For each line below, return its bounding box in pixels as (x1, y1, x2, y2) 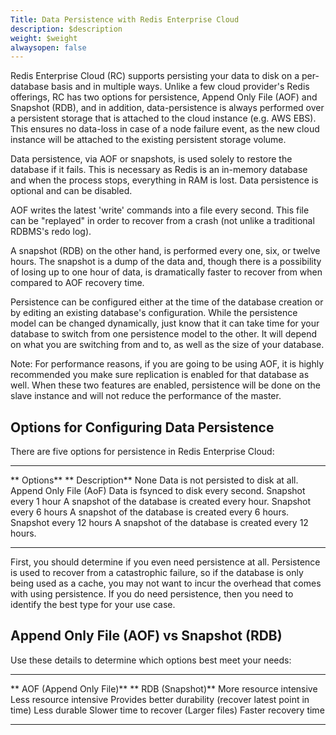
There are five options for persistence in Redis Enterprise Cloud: (10, 446, 275, 458)
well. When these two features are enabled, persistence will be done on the (10, 379, 322, 391)
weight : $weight (10, 33, 78, 43)
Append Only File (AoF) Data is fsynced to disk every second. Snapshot (10, 485, 306, 497)
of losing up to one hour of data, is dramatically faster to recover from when (10, 266, 323, 278)
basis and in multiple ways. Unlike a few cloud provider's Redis (51, 81, 310, 93)
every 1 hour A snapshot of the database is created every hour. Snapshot (10, 496, 312, 508)
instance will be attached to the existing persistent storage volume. (10, 134, 287, 146)
